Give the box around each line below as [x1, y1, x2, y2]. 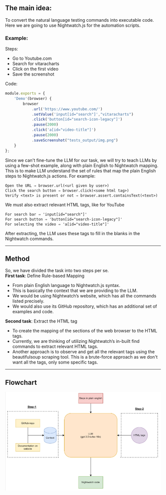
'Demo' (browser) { [14, 96, 52, 101]
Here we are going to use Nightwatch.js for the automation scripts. [5, 22, 141, 28]
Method [5, 254, 30, 263]
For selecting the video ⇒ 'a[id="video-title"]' [5, 222, 110, 227]
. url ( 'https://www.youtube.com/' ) [31, 106, 103, 112]
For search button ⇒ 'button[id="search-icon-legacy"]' [5, 217, 123, 222]
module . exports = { [5, 91, 45, 96]
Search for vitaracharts [12, 61, 59, 67]
